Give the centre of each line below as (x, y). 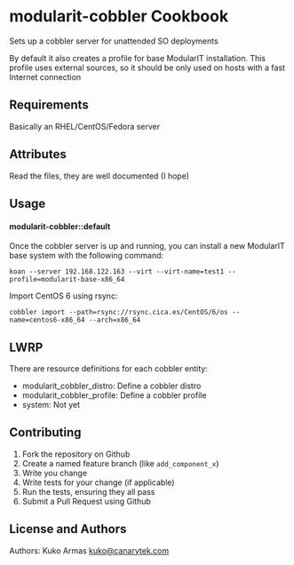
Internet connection (45, 76)
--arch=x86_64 (115, 320)
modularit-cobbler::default (60, 226)
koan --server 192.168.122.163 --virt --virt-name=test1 (117, 272)
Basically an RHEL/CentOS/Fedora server (85, 126)
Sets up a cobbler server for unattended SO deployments (114, 41)
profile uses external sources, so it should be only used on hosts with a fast (147, 68)
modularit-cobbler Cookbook (119, 16)
